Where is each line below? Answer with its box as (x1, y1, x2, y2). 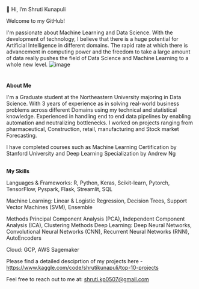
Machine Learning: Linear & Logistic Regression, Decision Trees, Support (6, 197, 188, 204)
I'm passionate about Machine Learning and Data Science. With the (6, 29, 173, 36)
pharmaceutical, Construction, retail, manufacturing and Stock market (6, 126, 179, 133)
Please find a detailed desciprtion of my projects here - (6, 257, 143, 264)
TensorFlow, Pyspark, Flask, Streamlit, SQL (6, 185, 113, 192)
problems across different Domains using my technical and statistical (6, 106, 177, 114)
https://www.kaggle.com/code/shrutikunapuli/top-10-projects (6, 264, 159, 271)
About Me (6, 82, 32, 90)
